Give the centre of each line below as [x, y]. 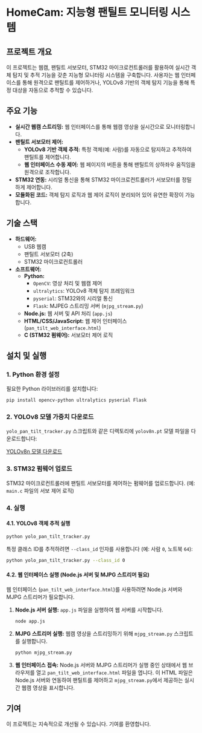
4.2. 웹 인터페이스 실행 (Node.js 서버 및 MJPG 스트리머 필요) [78, 575]
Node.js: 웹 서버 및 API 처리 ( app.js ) [68, 313]
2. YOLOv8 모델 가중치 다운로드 [50, 417]
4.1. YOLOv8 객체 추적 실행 [38, 523]
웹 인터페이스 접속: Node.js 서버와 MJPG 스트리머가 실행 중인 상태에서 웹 [101, 665]
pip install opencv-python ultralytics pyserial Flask [77, 400]
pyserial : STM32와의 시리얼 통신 [73, 298]
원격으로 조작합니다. [47, 172]
